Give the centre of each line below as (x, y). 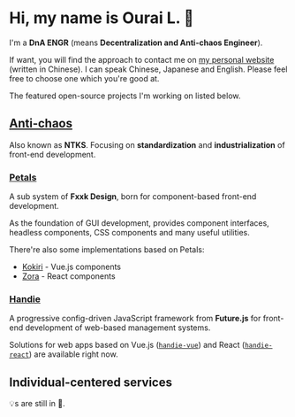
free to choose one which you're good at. (84, 78)
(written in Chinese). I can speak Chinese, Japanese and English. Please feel (148, 69)
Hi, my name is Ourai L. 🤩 (102, 18)
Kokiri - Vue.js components (72, 267)
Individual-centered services (91, 382)
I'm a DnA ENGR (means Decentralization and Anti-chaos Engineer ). (136, 42)
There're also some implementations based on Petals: (107, 250)
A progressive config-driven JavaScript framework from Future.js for (135, 319)
